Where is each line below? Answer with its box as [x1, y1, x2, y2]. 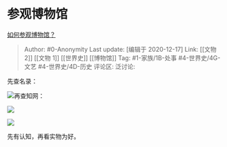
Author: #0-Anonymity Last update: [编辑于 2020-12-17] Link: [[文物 [23, 45, 217, 53]
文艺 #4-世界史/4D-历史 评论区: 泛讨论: [23, 62, 136, 70]
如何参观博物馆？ [7, 30, 56, 39]
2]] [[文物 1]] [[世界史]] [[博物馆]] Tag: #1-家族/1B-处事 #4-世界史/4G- [23, 53, 221, 62]
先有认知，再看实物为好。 [7, 132, 80, 140]
